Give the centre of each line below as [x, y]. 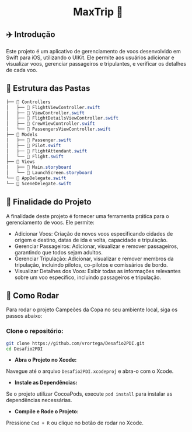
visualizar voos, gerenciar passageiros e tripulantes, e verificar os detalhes [96, 64]
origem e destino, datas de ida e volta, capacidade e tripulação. [91, 240]
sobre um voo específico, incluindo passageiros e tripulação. [88, 277]
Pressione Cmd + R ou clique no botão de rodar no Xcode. [75, 423]
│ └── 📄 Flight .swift [35, 157]
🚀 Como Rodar [33, 296]
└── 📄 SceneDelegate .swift [39, 183]
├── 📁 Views [20, 162]
